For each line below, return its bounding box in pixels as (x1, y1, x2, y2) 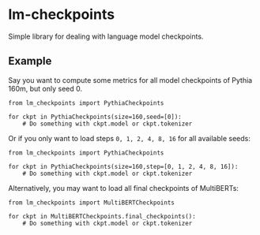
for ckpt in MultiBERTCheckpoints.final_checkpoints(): (8, 212, 196, 220)
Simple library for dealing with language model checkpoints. (8, 32, 204, 41)
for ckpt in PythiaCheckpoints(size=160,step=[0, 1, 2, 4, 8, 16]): (8, 162, 239, 170)
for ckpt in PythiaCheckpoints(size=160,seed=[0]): (8, 113, 182, 121)
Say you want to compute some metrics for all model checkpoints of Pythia (8, 75, 253, 84)
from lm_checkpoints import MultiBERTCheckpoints (8, 199, 175, 207)
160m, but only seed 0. (8, 84, 83, 93)
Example (8, 54, 52, 68)
